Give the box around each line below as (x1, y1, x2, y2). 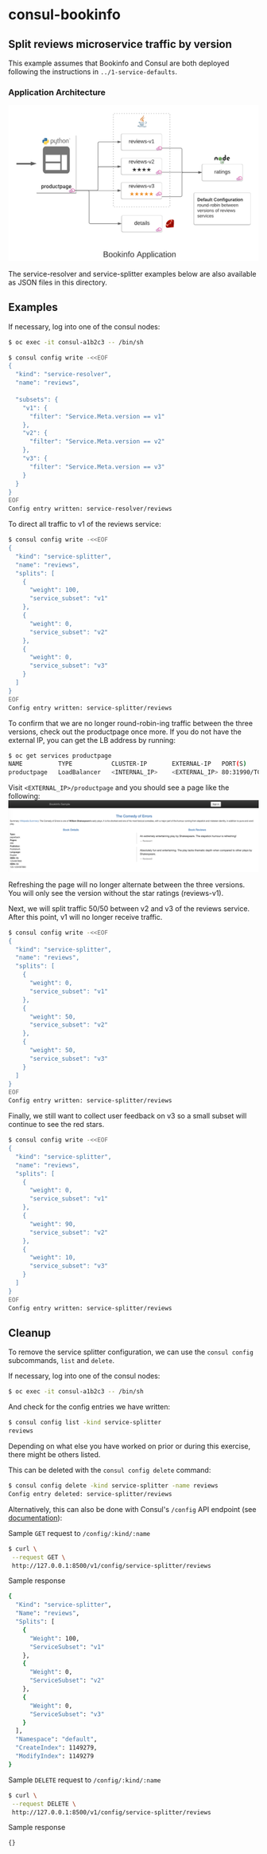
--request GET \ (11, 1553, 66, 1561)
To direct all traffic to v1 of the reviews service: (8, 520, 161, 529)
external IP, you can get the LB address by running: (8, 735, 176, 744)
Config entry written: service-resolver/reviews (8, 505, 172, 513)
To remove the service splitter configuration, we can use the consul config (8, 1347, 254, 1357)
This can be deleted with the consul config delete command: (8, 1465, 211, 1475)
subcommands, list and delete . (8, 1356, 115, 1365)
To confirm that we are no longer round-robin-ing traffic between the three (8, 718, 253, 728)
